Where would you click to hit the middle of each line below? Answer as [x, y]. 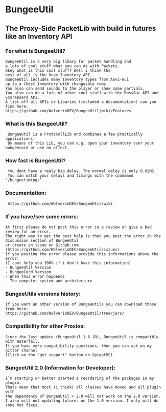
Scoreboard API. [22, 97]
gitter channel [21, 350]
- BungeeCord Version [28, 272]
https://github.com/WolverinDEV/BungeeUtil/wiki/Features [68, 111]
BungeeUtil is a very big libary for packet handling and [68, 61]
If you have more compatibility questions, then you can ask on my [79, 346]
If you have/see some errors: [42, 216]
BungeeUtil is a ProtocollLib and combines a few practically [75, 134]
